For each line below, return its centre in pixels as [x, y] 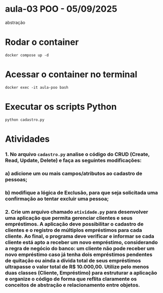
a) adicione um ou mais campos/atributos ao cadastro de [74, 173]
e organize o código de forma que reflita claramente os [71, 279]
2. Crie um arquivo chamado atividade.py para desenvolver [77, 212]
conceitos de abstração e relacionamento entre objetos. [72, 285]
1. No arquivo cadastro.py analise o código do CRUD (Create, [77, 154]
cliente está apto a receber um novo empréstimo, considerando [81, 242]
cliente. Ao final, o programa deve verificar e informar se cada [80, 236]
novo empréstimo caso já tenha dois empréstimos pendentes [79, 254]
